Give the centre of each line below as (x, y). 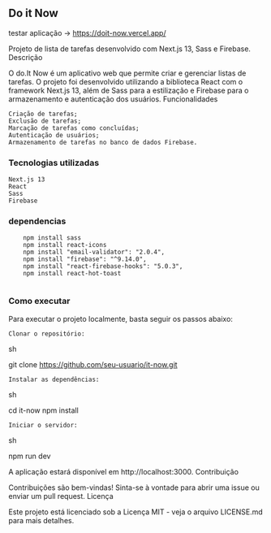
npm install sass (52, 238)
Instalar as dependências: (54, 379)
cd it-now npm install (43, 410)
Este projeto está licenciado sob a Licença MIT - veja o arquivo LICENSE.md (136, 512)
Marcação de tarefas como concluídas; (74, 128)
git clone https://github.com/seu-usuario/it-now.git (93, 364)
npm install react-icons (65, 245)
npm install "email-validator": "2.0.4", (94, 252)
